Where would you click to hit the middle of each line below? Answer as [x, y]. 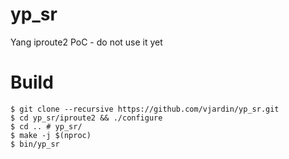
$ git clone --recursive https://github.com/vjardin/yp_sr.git [145, 109]
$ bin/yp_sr [35, 144]
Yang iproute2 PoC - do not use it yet [86, 42]
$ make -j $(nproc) [51, 135]
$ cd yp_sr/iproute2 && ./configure [86, 118]
